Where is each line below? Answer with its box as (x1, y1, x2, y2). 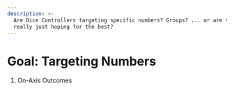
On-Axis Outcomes (17, 76, 72, 84)
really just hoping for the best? (13, 23, 114, 30)
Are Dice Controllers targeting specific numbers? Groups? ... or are (13, 17, 223, 24)
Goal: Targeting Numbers (7, 53, 157, 69)
